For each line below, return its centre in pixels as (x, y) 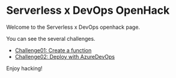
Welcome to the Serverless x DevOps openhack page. (73, 27)
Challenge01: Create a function (53, 50)
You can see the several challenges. (51, 38)
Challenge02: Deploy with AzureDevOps (65, 56)
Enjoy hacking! (25, 68)
